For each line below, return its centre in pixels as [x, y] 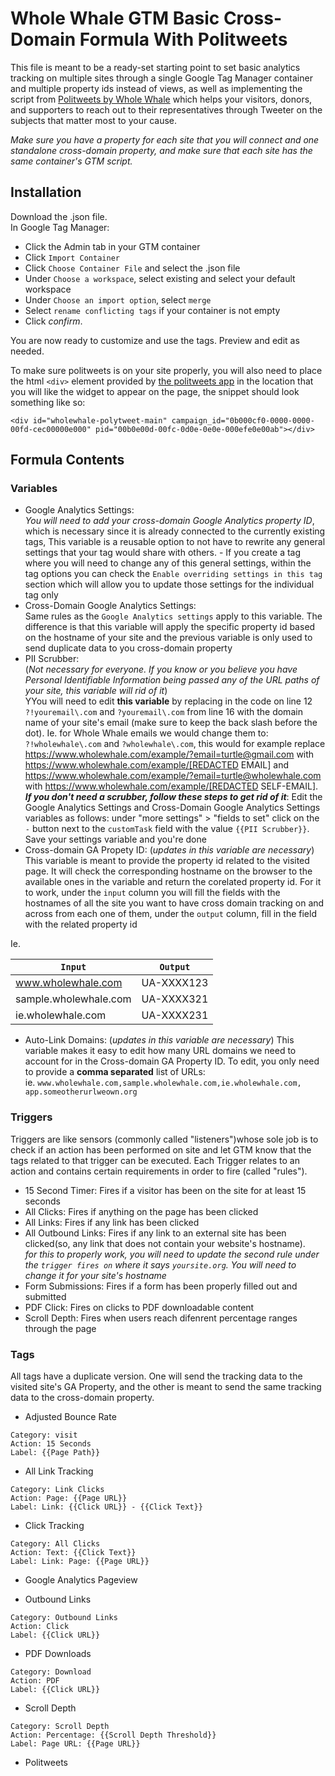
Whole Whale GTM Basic [115, 18]
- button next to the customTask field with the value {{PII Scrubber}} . [167, 829]
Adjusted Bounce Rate [70, 1417]
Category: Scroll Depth [60, 1727]
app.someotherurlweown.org [81, 1092]
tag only [41, 595]
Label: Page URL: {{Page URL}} [75, 1744]
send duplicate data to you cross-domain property [128, 648]
